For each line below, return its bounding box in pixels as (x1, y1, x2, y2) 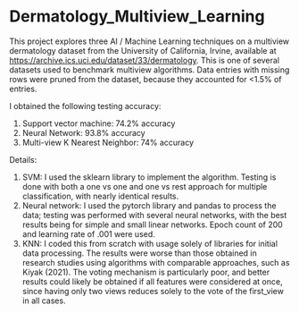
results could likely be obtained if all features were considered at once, (21, 275, 283, 287)
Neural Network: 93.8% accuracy (21, 127, 145, 138)
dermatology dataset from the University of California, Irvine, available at (9, 45, 277, 55)
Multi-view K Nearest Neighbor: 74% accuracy (21, 137, 195, 148)
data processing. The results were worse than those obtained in (21, 248, 257, 258)
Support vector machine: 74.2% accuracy (21, 118, 176, 129)
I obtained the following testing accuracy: (9, 100, 162, 111)
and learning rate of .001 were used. (21, 228, 156, 239)
